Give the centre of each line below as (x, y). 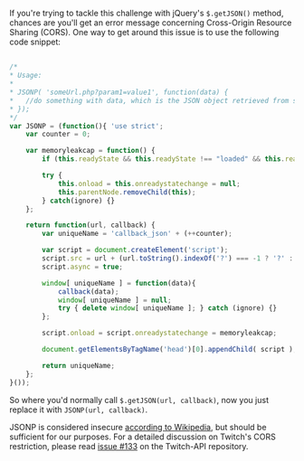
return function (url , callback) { (90, 225)
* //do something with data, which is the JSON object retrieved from (149, 100)
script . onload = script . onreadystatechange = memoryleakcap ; (160, 334)
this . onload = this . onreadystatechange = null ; (149, 183)
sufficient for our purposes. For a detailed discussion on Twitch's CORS (142, 437)
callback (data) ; (88, 292)
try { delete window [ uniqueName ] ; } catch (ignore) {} (167, 308)
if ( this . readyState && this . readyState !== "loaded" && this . (164, 159)
